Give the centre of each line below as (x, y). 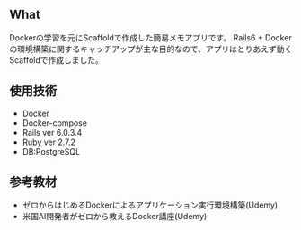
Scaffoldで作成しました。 (56, 60)
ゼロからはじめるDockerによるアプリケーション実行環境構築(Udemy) (150, 205)
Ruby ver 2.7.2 (49, 142)
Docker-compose (55, 123)
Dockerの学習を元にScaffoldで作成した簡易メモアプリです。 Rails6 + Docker (150, 37)
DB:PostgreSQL (51, 151)
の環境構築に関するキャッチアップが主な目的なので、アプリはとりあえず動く (151, 49)
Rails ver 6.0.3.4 (52, 132)
